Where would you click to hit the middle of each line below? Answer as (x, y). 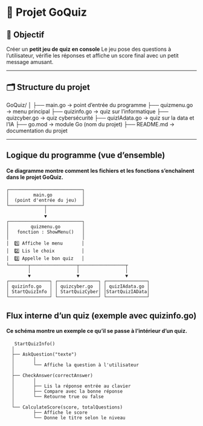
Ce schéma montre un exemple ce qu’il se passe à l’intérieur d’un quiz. (97, 331)
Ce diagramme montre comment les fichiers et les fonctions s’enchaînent (100, 170)
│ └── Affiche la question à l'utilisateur (75, 365)
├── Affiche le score (60, 413)
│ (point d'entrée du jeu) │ (46, 201)
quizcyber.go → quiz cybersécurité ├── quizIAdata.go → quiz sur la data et (100, 118)
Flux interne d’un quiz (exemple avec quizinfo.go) (101, 316)
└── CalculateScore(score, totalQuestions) (67, 407)
